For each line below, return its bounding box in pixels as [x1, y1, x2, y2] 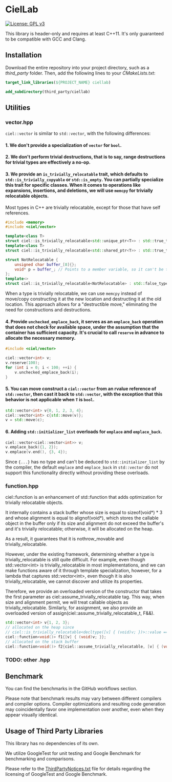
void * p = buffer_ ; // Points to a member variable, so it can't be [14, 267, 164, 272]
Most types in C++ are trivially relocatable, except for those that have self [5, 204, 161, 210]
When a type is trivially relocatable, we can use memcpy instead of [5, 290, 142, 297]
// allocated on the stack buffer [5, 639, 79, 644]
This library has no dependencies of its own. [5, 740, 99, 747]
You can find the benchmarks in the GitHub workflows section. [5, 686, 138, 692]
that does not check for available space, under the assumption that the [5, 324, 159, 330]
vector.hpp [5, 119, 33, 126]
